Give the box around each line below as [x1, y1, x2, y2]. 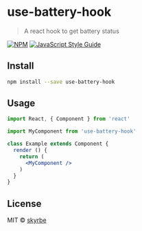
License [7, 197, 42, 210]
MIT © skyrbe [7, 216, 47, 224]
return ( [19, 153, 45, 160]
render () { [13, 147, 48, 154]
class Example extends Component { [7, 140, 109, 148]
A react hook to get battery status [23, 27, 120, 35]
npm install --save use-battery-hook [7, 78, 115, 85]
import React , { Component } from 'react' [7, 115, 130, 122]
